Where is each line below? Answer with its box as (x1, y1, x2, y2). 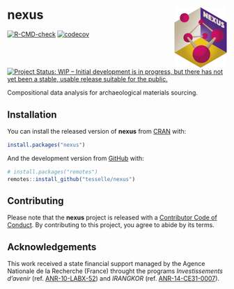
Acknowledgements (7, 241, 97, 253)
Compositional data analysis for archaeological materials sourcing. (7, 88, 198, 97)
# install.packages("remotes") (7, 168, 98, 175)
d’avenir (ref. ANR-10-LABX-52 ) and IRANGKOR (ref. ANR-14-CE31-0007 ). (7, 274, 220, 283)
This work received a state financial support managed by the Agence (7, 260, 205, 268)
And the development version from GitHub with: (7, 154, 144, 162)
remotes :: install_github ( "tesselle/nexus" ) (7, 175, 136, 182)
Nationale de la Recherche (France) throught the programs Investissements (7, 267, 224, 275)
